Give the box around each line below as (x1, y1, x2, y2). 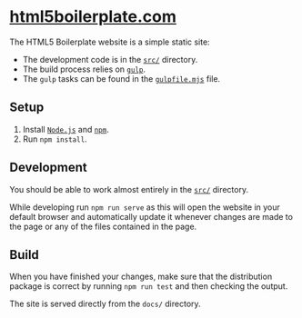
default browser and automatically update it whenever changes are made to (9, 211, 294, 222)
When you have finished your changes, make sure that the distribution (9, 271, 273, 283)
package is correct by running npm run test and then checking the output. (9, 281, 288, 292)
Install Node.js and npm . (22, 124, 109, 134)
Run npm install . (22, 134, 88, 144)
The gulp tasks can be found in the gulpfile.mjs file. (22, 73, 221, 84)
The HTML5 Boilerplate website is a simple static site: (9, 36, 211, 47)
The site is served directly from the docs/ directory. (9, 298, 202, 310)
